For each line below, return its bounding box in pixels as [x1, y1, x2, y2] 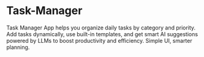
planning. [6, 44, 30, 51]
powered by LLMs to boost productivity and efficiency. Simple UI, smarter [6, 37, 192, 44]
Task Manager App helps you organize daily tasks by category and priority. [6, 24, 196, 31]
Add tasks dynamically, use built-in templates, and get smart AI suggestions [6, 30, 198, 37]
